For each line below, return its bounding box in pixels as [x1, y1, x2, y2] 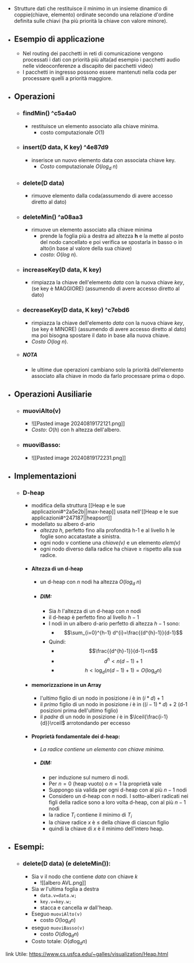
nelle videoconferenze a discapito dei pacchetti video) [22, 62, 153, 69]
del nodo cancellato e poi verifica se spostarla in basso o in [40, 239, 183, 246]
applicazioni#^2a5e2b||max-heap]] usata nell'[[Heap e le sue [31, 508, 179, 515]
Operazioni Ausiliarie [13, 389, 93, 400]
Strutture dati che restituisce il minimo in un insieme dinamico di [13, 5, 168, 12]
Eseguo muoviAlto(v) [31, 910, 83, 917]
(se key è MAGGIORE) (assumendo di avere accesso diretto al [31, 285, 180, 292]
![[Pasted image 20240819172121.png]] [31, 420, 125, 427]
